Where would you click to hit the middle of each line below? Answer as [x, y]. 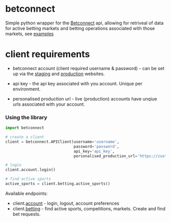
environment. [26, 89]
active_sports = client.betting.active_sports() [58, 184]
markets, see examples [30, 34]
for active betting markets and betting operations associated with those [80, 28]
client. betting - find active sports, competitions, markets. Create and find [89, 208]
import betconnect [25, 128]
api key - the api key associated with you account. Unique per [77, 83]
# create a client [25, 137]
